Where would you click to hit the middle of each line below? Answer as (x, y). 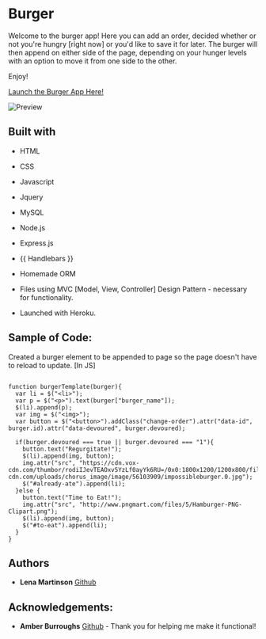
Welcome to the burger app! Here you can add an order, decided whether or (132, 36)
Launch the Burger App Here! (56, 91)
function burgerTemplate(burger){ (65, 386)
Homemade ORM (48, 273)
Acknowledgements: (61, 607)
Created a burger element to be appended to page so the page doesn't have (133, 356)
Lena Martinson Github (58, 582)
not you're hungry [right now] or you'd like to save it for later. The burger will (133, 44)
